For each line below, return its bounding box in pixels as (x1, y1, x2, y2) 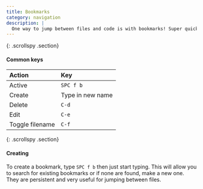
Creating (6, 150, 29, 157)
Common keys (6, 55, 43, 63)
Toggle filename (9, 120, 56, 129)
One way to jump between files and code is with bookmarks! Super (11, 25, 182, 32)
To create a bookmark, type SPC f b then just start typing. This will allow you (6, 163, 197, 170)
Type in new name (60, 91, 113, 99)
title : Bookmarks (6, 8, 50, 15)
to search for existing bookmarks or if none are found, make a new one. (6, 169, 184, 176)
